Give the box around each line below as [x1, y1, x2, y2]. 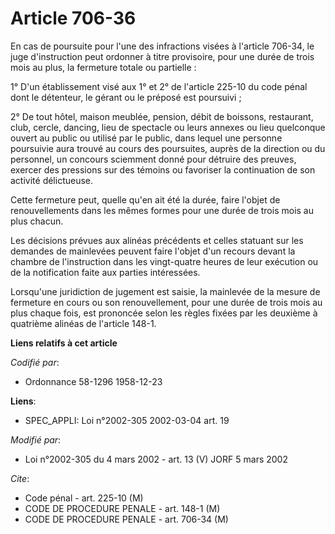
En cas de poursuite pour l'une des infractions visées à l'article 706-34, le [10, 40, 315, 52]
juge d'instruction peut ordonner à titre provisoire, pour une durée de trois [10, 50, 315, 62]
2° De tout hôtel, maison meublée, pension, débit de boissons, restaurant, [10, 110, 314, 122]
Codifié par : [10, 356, 60, 368]
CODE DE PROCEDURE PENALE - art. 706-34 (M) [24, 513, 229, 525]
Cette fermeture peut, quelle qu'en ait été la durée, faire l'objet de [10, 193, 281, 206]
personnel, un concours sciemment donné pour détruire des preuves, [10, 153, 297, 165]
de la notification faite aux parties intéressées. [10, 266, 201, 278]
